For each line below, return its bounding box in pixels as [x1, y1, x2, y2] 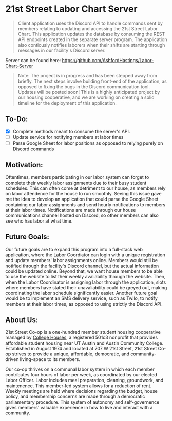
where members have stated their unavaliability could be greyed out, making [5, 284, 167, 290]
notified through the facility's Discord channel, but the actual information [5, 263, 159, 269]
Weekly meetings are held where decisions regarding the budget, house [5, 388, 158, 394]
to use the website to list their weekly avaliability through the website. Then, [5, 273, 166, 279]
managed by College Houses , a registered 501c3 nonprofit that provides [5, 334, 158, 341]
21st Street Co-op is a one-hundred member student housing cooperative [5, 329, 161, 335]
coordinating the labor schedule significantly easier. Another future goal [5, 290, 158, 296]
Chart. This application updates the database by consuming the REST [17, 31, 165, 37]
